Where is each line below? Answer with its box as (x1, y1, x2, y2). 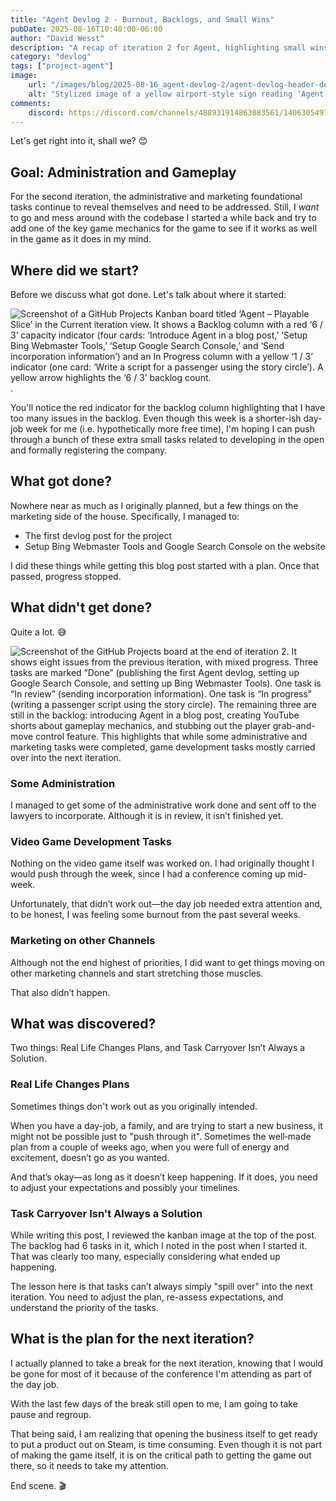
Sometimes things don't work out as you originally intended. (10, 1100, 258, 1112)
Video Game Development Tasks (10, 834, 172, 848)
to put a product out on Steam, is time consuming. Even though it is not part (10, 1438, 322, 1450)
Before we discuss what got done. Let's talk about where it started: (10, 289, 287, 300)
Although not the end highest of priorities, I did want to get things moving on (10, 956, 325, 968)
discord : (28, 107, 65, 118)
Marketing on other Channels (10, 934, 156, 948)
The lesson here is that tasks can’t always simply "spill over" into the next (10, 1280, 313, 1292)
